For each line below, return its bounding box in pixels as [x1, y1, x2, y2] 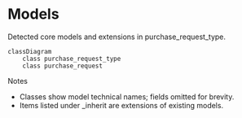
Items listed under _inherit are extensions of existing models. [19, 100, 224, 110]
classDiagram [7, 47, 52, 55]
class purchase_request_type [22, 55, 121, 63]
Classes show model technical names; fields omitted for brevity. [19, 91, 235, 102]
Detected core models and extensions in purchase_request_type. [7, 32, 226, 42]
